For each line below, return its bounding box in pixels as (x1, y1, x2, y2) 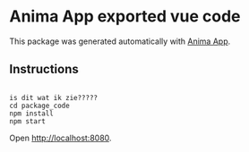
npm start (9, 116, 47, 126)
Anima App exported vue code (9, 6, 241, 27)
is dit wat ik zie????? (9, 93, 99, 102)
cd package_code (9, 101, 70, 110)
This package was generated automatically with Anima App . (9, 36, 231, 46)
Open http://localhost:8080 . (9, 132, 112, 143)
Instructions (9, 62, 79, 77)
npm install (9, 109, 54, 118)
